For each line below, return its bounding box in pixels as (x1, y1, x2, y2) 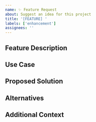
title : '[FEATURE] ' (5, 16, 48, 21)
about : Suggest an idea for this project (5, 12, 92, 17)
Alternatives (5, 94, 44, 102)
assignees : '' (5, 26, 34, 30)
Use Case (5, 60, 35, 69)
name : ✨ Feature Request (5, 7, 57, 12)
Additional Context (5, 111, 64, 119)
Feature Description (5, 44, 67, 52)
